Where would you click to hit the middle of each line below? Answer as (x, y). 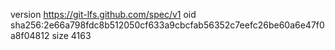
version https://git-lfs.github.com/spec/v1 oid (103, 14)
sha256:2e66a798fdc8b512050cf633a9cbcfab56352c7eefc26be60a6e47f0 (167, 25)
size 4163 (71, 35)
